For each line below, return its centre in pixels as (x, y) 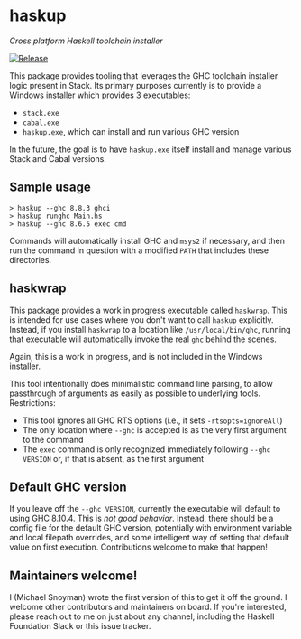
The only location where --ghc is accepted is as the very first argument (154, 429)
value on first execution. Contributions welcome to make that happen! (138, 547)
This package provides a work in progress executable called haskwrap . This (149, 310)
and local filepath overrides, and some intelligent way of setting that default (150, 538)
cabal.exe (41, 123)
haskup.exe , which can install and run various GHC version (131, 131)
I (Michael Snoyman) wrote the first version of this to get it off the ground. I (148, 597)
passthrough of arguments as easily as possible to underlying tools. (135, 393)
